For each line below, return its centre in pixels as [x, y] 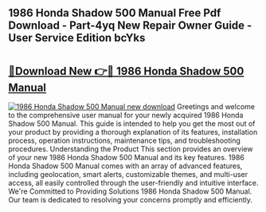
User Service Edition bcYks [77, 38]
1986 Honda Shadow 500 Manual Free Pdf [115, 13]
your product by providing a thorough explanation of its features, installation [133, 132]
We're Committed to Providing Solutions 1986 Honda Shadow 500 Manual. [130, 191]
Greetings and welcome [215, 106]
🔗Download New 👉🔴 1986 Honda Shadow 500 [126, 71]
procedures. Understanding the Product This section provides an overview [131, 149]
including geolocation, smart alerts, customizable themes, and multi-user [128, 174]
